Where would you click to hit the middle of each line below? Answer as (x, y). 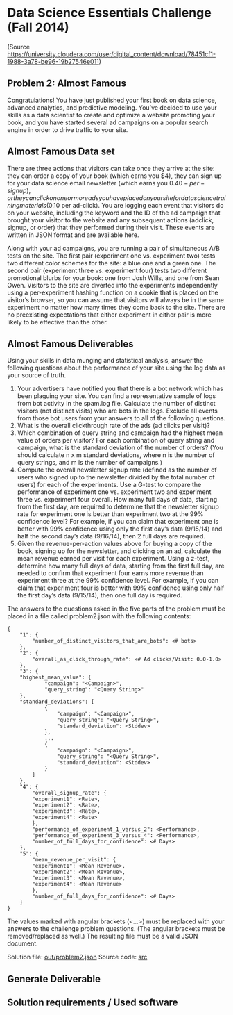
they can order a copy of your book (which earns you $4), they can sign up (114, 176)
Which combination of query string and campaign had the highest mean (120, 433)
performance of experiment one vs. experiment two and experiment (114, 492)
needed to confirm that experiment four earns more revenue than (110, 573)
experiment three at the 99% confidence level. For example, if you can (118, 581)
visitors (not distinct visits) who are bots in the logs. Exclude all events (118, 411)
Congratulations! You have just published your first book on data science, (112, 100)
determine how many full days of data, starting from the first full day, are (121, 566)
